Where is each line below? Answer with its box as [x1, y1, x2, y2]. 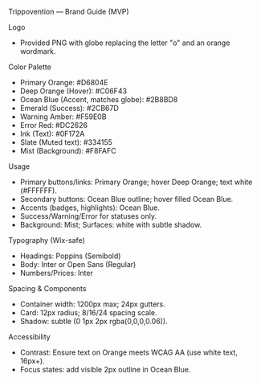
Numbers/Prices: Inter [19, 269, 94, 277]
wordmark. [19, 47, 56, 55]
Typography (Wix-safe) [8, 236, 86, 244]
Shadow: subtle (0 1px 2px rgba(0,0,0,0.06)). [19, 317, 168, 326]
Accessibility [8, 332, 51, 341]
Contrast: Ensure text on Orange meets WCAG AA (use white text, [19, 347, 239, 357]
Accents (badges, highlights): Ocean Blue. [19, 203, 161, 212]
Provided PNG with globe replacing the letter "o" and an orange [19, 38, 230, 47]
